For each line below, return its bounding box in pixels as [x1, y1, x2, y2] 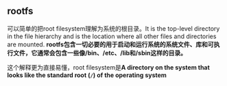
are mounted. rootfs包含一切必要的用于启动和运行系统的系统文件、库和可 [7, 40, 214, 48]
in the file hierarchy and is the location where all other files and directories [7, 32, 217, 40]
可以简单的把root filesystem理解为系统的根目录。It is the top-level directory [7, 24, 220, 33]
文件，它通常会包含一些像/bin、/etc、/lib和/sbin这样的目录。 [12, 48, 187, 57]
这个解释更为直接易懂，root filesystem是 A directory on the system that [7, 63, 211, 71]
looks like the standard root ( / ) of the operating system [7, 71, 167, 79]
